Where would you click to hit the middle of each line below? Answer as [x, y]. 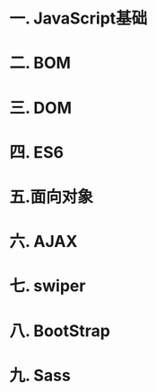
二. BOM [40, 63]
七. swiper [48, 286]
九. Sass [40, 375]
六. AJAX [43, 242]
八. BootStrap [60, 331]
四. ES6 [37, 152]
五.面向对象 [52, 197]
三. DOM [41, 108]
